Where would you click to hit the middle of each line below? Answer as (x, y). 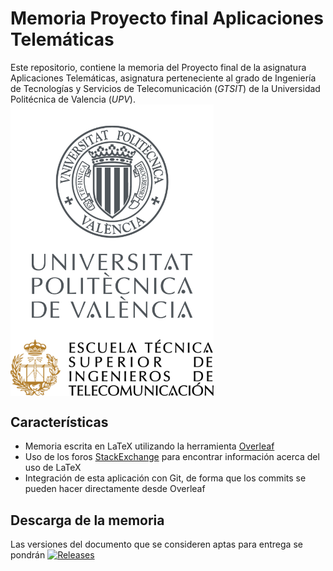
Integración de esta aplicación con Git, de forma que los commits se (165, 478)
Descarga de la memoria (87, 520)
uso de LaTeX (53, 468)
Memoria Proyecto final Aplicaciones (167, 18)
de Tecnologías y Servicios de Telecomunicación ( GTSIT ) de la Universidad (165, 88)
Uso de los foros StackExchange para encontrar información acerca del (172, 457)
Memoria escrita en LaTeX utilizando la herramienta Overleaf (149, 446)
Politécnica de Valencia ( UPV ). (73, 99)
